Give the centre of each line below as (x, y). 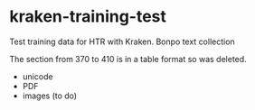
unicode (38, 76)
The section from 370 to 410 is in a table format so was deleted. (128, 59)
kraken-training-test (88, 17)
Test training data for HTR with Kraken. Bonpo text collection (122, 41)
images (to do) (50, 96)
